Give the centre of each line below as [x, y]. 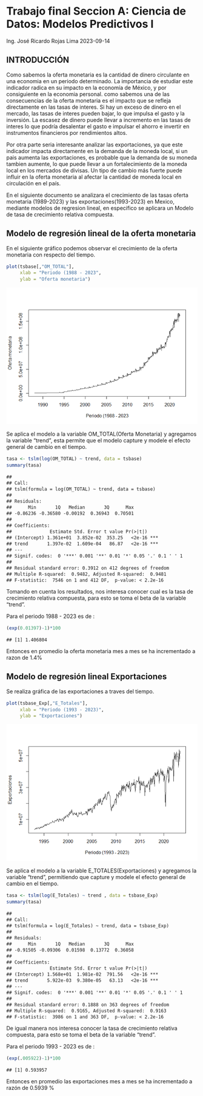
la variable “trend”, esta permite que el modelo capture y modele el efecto [98, 440]
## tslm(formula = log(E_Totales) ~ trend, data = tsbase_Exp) [88, 926]
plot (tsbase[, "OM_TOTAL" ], [40, 266]
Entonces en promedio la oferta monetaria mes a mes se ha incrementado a [101, 651]
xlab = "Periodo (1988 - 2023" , [61, 273]
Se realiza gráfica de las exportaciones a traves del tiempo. [80, 691]
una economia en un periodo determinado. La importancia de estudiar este [100, 81]
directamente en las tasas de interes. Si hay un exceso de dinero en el [94, 107]
